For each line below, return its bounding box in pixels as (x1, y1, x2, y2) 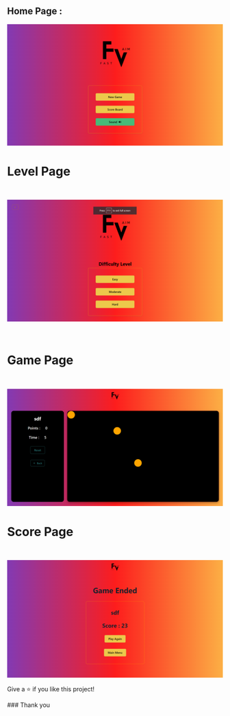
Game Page (7, 352, 74, 368)
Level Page (7, 163, 71, 179)
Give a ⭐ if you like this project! (7, 684, 94, 693)
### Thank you (7, 700, 50, 709)
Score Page (7, 524, 74, 540)
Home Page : (7, 5, 63, 17)
